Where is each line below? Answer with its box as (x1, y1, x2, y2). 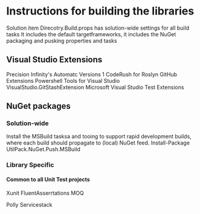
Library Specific (6, 161, 54, 169)
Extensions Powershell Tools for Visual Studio (6, 77, 120, 84)
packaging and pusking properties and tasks (6, 37, 117, 44)
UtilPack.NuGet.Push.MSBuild (6, 146, 80, 153)
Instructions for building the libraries (6, 4, 195, 18)
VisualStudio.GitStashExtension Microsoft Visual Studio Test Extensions (6, 83, 184, 91)
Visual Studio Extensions (6, 54, 103, 65)
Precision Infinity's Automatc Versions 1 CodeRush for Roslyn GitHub (6, 71, 177, 78)
